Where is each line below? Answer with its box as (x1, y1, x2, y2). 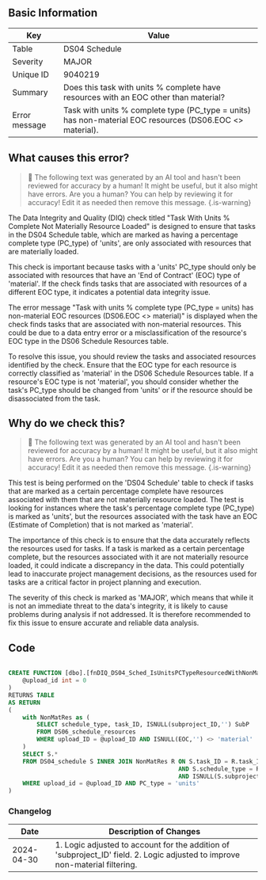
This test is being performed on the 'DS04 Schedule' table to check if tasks (8, 478, 254, 488)
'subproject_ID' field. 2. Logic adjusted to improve (55, 849, 240, 860)
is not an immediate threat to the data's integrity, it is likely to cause (8, 601, 228, 611)
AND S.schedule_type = (177, 764, 253, 773)
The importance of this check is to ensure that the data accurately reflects (8, 535, 251, 545)
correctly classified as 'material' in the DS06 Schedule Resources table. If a (8, 368, 254, 378)
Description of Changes (108, 826, 200, 837)
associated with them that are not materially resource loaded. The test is (8, 495, 244, 505)
